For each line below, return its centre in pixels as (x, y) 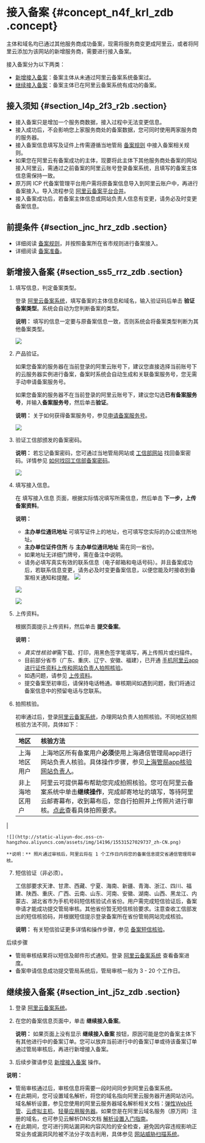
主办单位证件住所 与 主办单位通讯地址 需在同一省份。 (91, 547)
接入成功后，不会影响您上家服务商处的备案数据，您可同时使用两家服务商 (106, 130)
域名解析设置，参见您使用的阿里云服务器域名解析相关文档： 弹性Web (101, 1104)
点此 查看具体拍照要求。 (86, 810)
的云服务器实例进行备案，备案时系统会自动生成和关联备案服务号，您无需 (106, 374)
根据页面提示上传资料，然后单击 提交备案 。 (69, 627)
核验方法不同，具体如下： (47, 724)
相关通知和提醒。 (51, 578)
